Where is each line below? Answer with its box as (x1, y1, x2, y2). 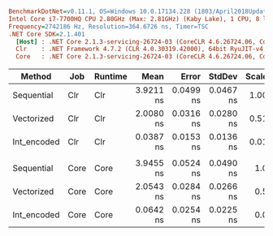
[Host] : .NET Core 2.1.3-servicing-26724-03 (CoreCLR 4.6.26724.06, (15, 37, 256, 45)
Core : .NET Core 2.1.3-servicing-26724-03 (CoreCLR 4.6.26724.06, (15, 53, 256, 61)
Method (20, 71, 52, 82)
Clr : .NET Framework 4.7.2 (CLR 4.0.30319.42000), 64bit (15, 45, 227, 54)
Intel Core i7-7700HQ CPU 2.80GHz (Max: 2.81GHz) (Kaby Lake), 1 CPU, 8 (8, 15, 260, 23)
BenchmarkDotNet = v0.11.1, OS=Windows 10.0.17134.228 (8, 7, 191, 15)
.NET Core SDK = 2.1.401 (8, 30, 85, 38)
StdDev (208, 71, 238, 82)
